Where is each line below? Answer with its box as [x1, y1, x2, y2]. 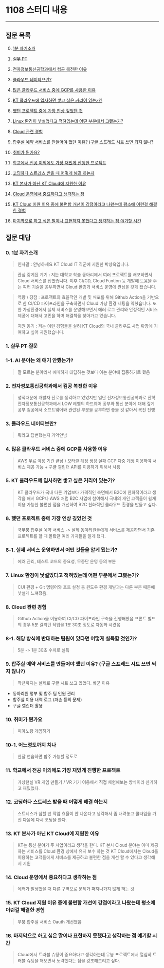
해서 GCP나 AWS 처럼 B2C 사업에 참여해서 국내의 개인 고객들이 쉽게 [26, 495, 156, 501]
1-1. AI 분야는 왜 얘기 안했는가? [5, 357, 73, 364]
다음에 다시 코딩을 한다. [22, 816, 67, 822]
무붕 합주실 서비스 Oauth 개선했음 [17, 919, 82, 924]
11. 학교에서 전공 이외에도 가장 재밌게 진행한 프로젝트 [5, 767, 121, 774]
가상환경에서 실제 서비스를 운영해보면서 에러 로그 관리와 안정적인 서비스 [22, 307, 158, 313]
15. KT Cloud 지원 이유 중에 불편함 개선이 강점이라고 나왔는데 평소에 [5, 900, 155, 906]
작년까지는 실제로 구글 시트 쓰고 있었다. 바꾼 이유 [17, 680, 110, 686]
